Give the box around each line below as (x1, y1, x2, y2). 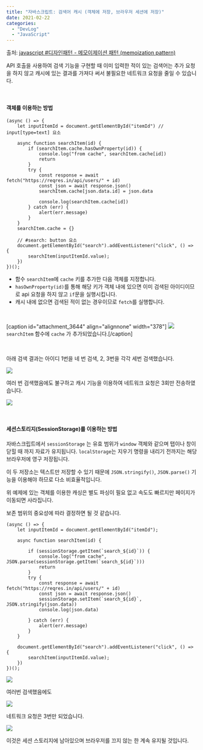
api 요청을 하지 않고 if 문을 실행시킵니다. (21, 290, 117, 298)
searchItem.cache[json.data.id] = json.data (38, 188, 153, 195)
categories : (6, 20, 36, 26)
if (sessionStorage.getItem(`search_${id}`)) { (28, 548, 150, 554)
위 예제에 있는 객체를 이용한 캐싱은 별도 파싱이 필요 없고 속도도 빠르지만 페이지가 (6, 488, 196, 496)
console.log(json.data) (38, 606, 99, 612)
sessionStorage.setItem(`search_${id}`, (38, 596, 142, 602)
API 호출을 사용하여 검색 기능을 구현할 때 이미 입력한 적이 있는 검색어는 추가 (6, 62, 184, 69)
